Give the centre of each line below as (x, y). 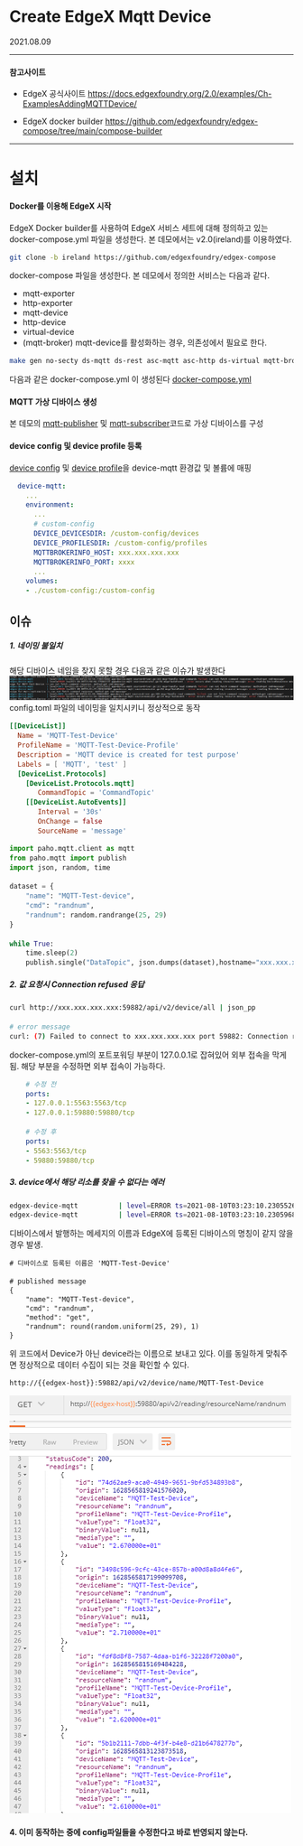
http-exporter (48, 303)
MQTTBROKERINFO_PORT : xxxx (84, 562)
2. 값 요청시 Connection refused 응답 (77, 984)
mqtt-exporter (48, 294)
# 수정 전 (41, 1084)
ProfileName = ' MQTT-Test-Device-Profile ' (98, 746)
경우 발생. (26, 1245)
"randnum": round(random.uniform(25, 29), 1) (113, 1327)
